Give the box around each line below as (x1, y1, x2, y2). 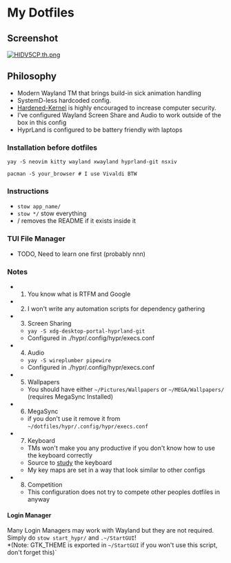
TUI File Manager (7, 234, 66, 244)
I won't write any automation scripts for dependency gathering (27, 305, 205, 313)
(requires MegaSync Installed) (27, 393, 114, 401)
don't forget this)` (7, 549, 57, 557)
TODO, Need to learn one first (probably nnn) (17, 250, 146, 258)
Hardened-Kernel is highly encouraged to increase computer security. (17, 103, 217, 112)
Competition (27, 481, 63, 488)
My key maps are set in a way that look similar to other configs (27, 466, 205, 474)
